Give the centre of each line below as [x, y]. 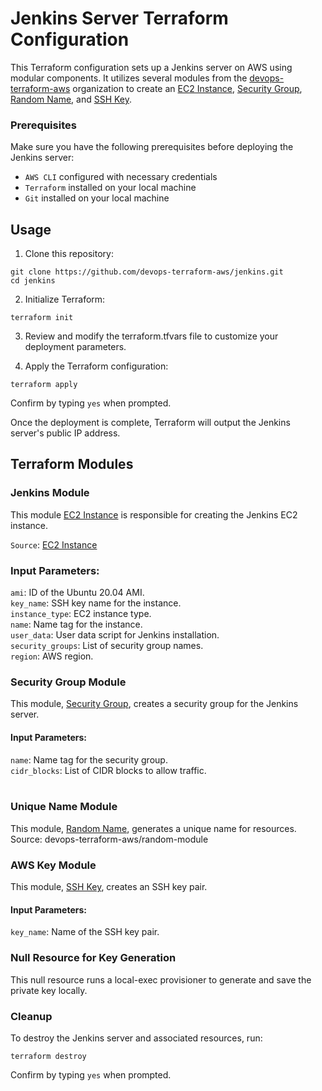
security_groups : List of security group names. [107, 646]
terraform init [42, 318]
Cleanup [31, 1016]
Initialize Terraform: [65, 299]
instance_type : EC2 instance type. [81, 614]
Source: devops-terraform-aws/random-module [109, 839]
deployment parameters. [75, 347]
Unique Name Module [64, 807]
